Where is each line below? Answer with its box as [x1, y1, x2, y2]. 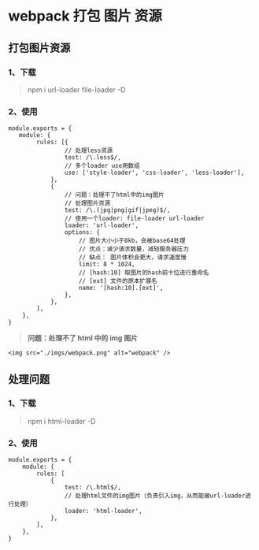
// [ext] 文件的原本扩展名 [78, 277, 157, 285]
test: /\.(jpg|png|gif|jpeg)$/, [64, 206, 171, 214]
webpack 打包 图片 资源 [8, 7, 163, 25]
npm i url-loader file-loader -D [27, 84, 126, 95]
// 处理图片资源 [64, 199, 111, 207]
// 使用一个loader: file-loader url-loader [64, 214, 205, 223]
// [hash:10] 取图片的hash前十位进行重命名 [78, 269, 209, 277]
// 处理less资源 [64, 147, 113, 154]
